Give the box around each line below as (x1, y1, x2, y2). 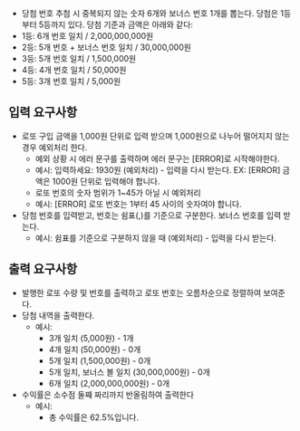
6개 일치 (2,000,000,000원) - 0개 (48, 378, 170, 388)
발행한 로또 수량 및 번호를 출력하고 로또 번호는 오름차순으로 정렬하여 (21, 287, 262, 298)
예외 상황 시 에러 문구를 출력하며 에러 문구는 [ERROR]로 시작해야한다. (34, 153, 280, 164)
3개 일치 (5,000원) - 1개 (48, 332, 134, 343)
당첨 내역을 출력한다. (21, 310, 95, 321)
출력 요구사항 (8, 262, 78, 277)
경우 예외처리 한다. (21, 141, 88, 152)
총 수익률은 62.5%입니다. (48, 411, 140, 423)
